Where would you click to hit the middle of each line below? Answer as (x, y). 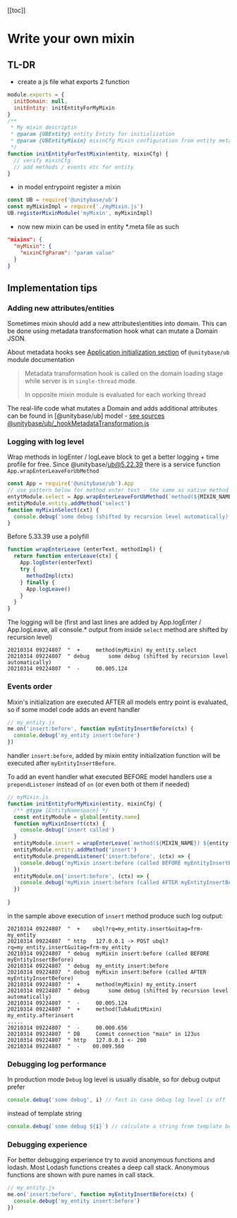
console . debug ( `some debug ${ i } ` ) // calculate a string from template (115, 1127)
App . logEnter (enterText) (56, 563)
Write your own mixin (71, 39)
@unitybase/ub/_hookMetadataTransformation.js (78, 423)
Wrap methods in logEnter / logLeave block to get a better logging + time (113, 457)
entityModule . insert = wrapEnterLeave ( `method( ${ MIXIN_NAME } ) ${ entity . (123, 843)
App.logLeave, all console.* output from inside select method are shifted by (118, 630)
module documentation (41, 360)
